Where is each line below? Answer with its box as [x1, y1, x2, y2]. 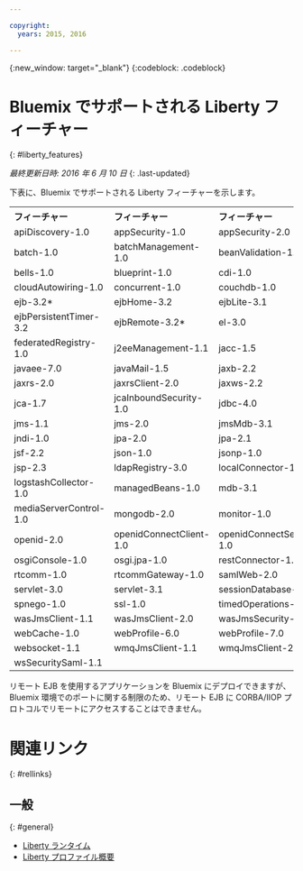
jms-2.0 [114, 417, 150, 430]
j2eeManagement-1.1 [114, 342, 209, 354]
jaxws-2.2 [218, 377, 263, 390]
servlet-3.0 [14, 583, 63, 596]
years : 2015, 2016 [17, 29, 87, 39]
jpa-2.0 [114, 432, 147, 445]
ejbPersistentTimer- [14, 310, 100, 323]
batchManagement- [114, 241, 200, 253]
